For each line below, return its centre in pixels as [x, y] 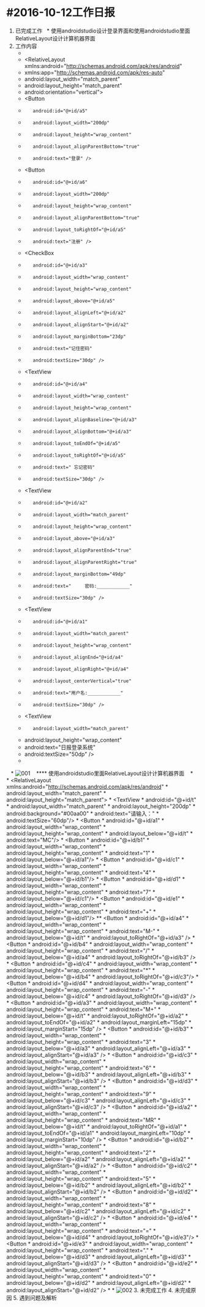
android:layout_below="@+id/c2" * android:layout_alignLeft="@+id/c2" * [99, 1211]
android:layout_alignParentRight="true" [85, 562]
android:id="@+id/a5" [60, 111]
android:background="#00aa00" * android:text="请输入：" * [83, 814]
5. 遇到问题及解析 [35, 1298]
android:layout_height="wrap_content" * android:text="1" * [80, 853]
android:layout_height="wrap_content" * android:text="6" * [81, 1068]
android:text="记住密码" [63, 348]
